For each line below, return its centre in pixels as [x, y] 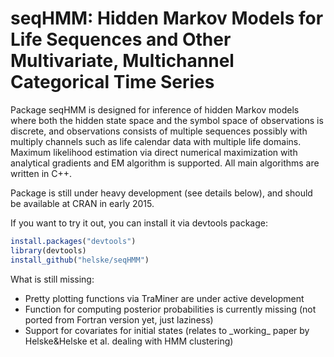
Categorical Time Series [112, 82]
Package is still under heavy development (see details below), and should [161, 193]
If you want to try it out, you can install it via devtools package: [139, 223]
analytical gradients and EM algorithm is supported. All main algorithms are [165, 163]
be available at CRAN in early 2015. [82, 203]
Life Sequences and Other [121, 39]
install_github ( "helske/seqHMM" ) [80, 260]
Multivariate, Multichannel [122, 61]
